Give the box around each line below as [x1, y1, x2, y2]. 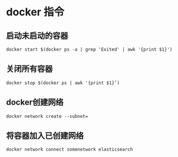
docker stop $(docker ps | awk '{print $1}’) [6, 80, 120, 86]
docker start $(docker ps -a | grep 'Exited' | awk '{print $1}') [6, 46, 173, 52]
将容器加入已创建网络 [6, 131, 84, 141]
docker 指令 [6, 5, 65, 19]
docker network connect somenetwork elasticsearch [6, 146, 133, 153]
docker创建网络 [6, 98, 64, 108]
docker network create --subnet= [6, 113, 88, 119]
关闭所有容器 [6, 64, 53, 74]
